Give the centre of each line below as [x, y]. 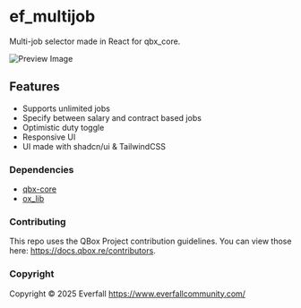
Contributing [38, 221]
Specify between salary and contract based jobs [112, 117]
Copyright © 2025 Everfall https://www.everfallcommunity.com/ [128, 294]
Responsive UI [49, 137]
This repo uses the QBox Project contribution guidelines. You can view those [150, 241]
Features [34, 87]
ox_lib [33, 199]
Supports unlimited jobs [66, 108]
